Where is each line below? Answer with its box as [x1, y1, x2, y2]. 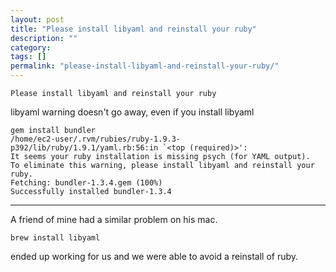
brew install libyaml [10, 233, 101, 243]
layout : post [10, 14, 65, 25]
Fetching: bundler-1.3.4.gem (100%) [10, 178, 163, 188]
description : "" [10, 33, 78, 43]
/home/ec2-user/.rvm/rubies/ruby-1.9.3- [10, 134, 182, 144]
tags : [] [10, 52, 47, 62]
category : [10, 42, 52, 53]
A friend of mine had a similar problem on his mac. [10, 214, 218, 225]
